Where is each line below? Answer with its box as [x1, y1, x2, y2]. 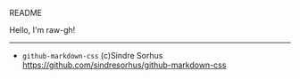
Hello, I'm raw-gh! [9, 25, 76, 35]
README [9, 8, 43, 18]
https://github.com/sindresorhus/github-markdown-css [21, 59, 227, 70]
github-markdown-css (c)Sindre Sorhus [21, 51, 163, 60]
